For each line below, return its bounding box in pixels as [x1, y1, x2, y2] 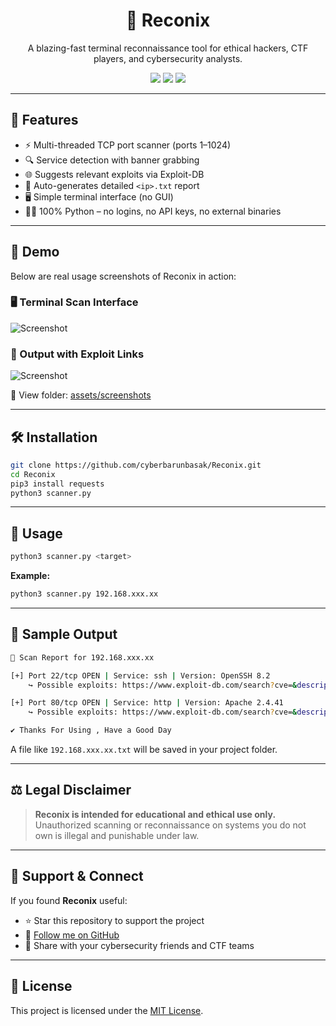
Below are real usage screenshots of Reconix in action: [10, 270, 237, 282]
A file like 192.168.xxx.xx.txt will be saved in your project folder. [10, 744, 278, 756]
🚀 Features [10, 112, 79, 129]
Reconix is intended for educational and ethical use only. [34, 808, 277, 820]
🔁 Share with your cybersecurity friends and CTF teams [24, 939, 255, 951]
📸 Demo [10, 244, 60, 261]
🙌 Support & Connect [10, 868, 144, 885]
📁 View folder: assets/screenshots [10, 389, 152, 401]
